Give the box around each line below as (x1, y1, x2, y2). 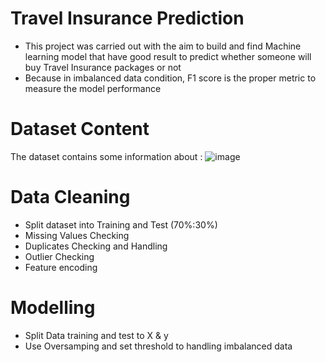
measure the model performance (24, 82, 162, 94)
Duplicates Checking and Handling (24, 240, 168, 252)
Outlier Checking (24, 250, 95, 262)
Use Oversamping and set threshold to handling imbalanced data (24, 340, 293, 352)
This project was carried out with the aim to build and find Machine (24, 40, 302, 52)
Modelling (10, 297, 96, 319)
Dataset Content (10, 118, 150, 141)
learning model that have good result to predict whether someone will (24, 50, 312, 62)
